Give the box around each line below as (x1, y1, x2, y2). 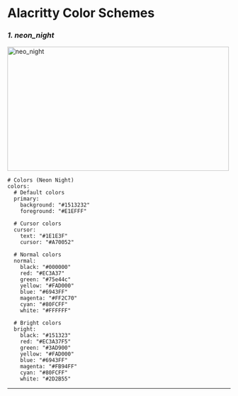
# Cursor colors (13, 220, 62, 228)
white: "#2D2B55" (20, 375, 72, 383)
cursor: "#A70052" (20, 239, 74, 246)
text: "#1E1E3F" (20, 233, 69, 240)
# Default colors (13, 189, 65, 197)
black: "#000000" (20, 264, 72, 271)
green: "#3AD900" (20, 344, 72, 352)
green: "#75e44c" (20, 276, 72, 283)
